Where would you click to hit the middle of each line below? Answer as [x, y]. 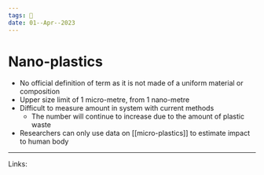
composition [40, 92]
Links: [18, 164]
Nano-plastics [56, 62]
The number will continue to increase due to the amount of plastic [138, 117]
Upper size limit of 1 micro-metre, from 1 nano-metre [104, 100]
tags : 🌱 [21, 15]
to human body [44, 141]
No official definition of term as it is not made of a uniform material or [131, 83]
